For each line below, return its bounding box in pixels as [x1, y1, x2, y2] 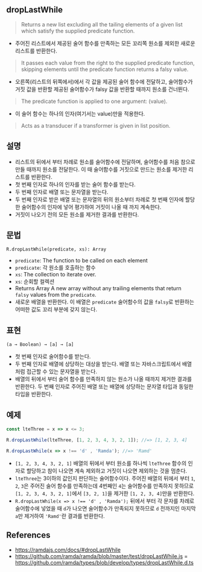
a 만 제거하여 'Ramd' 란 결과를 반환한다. [14, 512, 106, 520]
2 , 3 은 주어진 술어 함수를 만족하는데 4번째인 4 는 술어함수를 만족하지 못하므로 [14, 482, 194, 490]
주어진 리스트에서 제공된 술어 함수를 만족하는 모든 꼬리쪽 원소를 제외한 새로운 [14, 39, 196, 47]
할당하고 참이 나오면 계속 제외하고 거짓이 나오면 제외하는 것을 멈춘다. [26, 467, 188, 474]
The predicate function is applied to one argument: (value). [21, 98, 168, 105]
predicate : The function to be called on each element [14, 257, 148, 264]
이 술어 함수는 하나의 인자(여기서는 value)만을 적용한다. [14, 110, 145, 117]
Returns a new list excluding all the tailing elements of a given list [21, 20, 183, 28]
